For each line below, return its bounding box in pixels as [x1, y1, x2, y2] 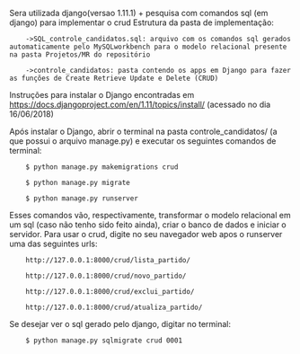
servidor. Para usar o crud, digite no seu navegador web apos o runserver [9, 229, 283, 239]
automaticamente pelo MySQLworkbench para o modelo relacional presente [9, 42, 287, 51]
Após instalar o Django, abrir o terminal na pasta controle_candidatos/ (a [9, 126, 278, 137]
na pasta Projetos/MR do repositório [9, 50, 151, 59]
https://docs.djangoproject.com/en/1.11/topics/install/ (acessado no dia [9, 99, 271, 110]
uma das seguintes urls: [9, 238, 98, 249]
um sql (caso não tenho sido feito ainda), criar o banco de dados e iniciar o [9, 219, 287, 230]
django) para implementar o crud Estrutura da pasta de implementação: [9, 17, 274, 28]
